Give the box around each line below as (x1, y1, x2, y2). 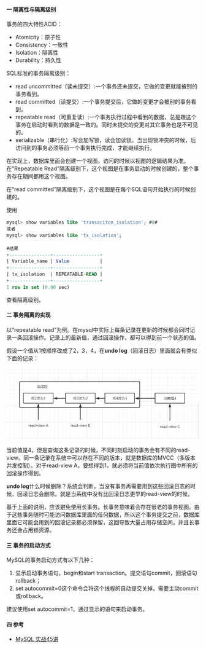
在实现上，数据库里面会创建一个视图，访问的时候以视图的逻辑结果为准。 (6, 157, 189, 165)
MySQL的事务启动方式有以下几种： (6, 556, 95, 564)
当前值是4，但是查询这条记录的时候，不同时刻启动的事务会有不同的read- (6, 446, 191, 454)
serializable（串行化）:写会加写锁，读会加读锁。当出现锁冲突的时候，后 (15, 136, 196, 144)
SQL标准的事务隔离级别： (6, 69, 71, 77)
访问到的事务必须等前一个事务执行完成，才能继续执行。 (15, 144, 155, 152)
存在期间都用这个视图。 (11, 173, 71, 180)
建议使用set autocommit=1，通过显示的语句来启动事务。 (6, 605, 148, 613)
